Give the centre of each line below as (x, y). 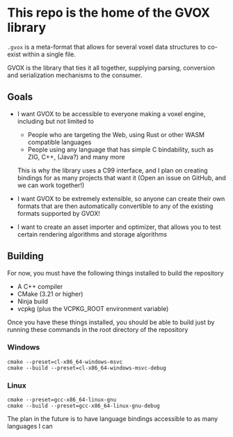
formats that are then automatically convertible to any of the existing (115, 206)
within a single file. (49, 54)
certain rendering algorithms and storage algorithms (92, 234)
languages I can (30, 427)
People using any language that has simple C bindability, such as (121, 149)
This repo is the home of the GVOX (109, 13)
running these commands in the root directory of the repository (98, 329)
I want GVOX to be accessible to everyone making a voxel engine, (111, 113)
